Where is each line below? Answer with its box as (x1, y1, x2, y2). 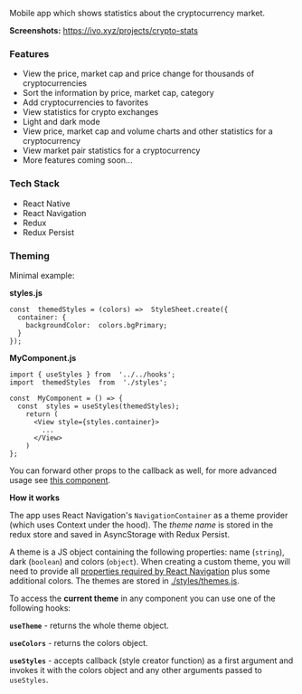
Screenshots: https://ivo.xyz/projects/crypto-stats (9, 25, 199, 35)
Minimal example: (9, 270, 75, 280)
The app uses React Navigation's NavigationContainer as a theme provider (9, 509, 288, 520)
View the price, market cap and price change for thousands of (22, 68, 255, 80)
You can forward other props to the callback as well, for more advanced (9, 465, 278, 476)
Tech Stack (9, 177, 61, 190)
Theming (9, 249, 50, 261)
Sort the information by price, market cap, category (22, 88, 214, 99)
